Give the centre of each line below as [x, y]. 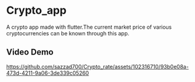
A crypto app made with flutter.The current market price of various [89, 27]
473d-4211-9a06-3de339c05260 [48, 73]
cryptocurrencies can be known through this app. [68, 33]
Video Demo [30, 52]
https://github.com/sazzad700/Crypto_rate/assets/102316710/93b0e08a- [97, 66]
